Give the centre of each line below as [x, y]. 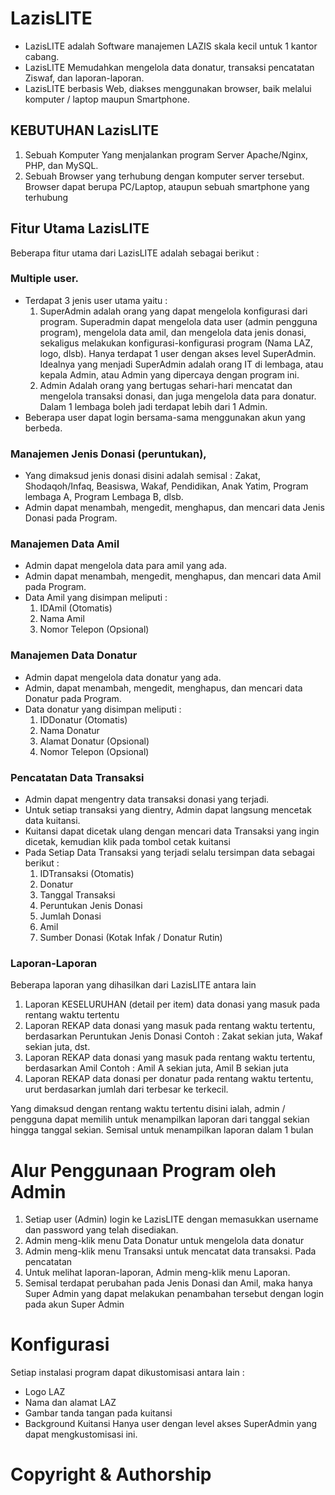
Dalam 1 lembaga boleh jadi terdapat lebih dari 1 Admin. [153, 406]
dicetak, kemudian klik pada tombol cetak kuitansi [127, 842]
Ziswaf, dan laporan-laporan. [84, 78]
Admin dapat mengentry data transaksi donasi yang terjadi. [147, 799]
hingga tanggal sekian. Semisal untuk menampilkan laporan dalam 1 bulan [162, 1130]
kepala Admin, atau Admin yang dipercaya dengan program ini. [169, 374]
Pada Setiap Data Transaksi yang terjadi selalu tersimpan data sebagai [169, 853]
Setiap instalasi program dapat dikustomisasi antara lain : [127, 1373]
